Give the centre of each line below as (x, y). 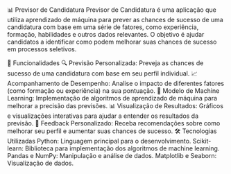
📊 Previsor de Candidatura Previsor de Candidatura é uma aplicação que (112, 10)
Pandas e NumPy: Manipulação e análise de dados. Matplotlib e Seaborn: (112, 156)
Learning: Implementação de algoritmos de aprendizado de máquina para (112, 98)
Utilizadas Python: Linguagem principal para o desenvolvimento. (99, 141)
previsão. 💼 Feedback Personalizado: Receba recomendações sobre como (114, 123)
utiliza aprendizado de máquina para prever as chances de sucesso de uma (115, 20)
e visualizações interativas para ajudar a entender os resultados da (103, 116)
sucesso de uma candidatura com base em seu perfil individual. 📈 (102, 73)
